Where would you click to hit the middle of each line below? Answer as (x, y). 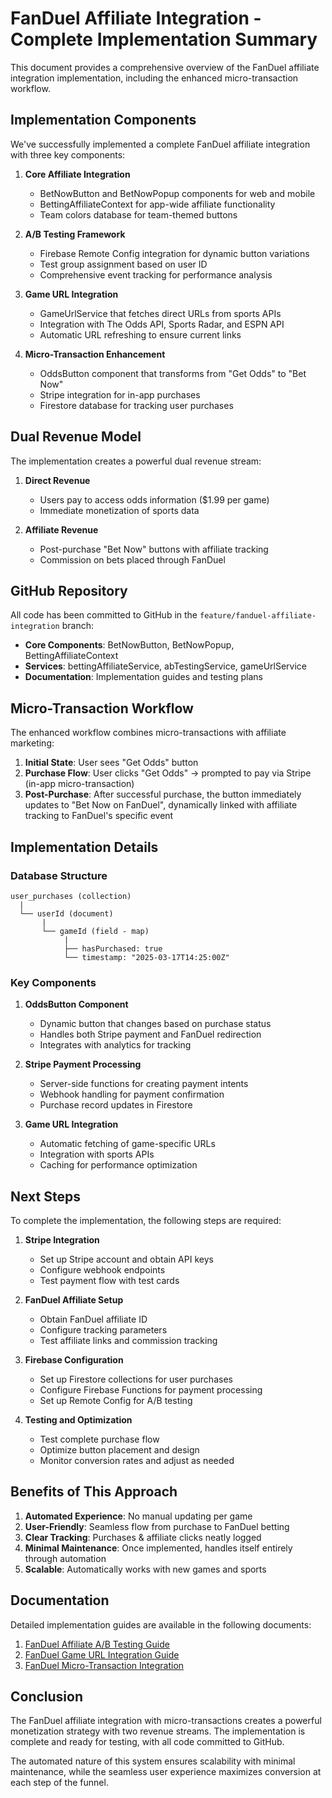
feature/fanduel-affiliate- (258, 616)
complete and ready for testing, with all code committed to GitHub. (147, 1742)
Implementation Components (103, 120)
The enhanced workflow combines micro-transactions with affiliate (148, 733)
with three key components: (68, 154)
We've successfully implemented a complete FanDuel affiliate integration (160, 144)
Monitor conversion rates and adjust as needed (137, 1460)
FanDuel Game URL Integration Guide (102, 1654)
